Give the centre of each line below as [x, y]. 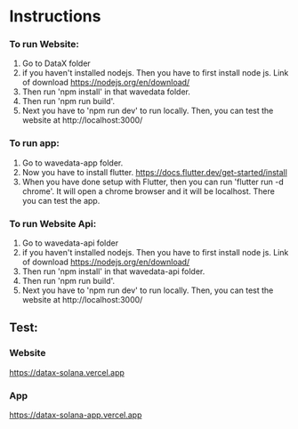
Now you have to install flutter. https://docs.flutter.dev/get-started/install [154, 172]
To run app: [35, 143]
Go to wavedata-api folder [70, 243]
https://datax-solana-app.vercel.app [76, 415]
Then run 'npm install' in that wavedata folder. [106, 92]
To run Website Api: [53, 223]
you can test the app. [61, 200]
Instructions [55, 16]
